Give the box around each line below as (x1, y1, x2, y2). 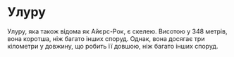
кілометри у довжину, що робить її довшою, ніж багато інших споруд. (7, 42, 218, 50)
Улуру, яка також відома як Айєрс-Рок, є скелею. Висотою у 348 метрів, (7, 27, 228, 35)
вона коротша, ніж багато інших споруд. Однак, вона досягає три (7, 34, 205, 42)
